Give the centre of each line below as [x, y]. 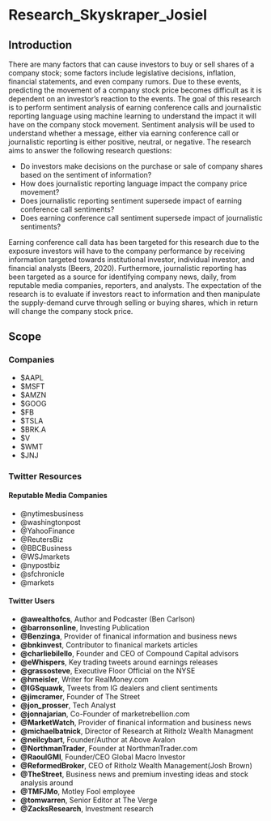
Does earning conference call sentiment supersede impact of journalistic [141, 218]
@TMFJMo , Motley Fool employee [78, 792]
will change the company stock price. [71, 311]
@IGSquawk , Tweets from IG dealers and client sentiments [119, 688]
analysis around [47, 783]
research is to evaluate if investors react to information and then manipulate [134, 294]
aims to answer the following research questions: [90, 150]
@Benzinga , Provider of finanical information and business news [128, 636]
